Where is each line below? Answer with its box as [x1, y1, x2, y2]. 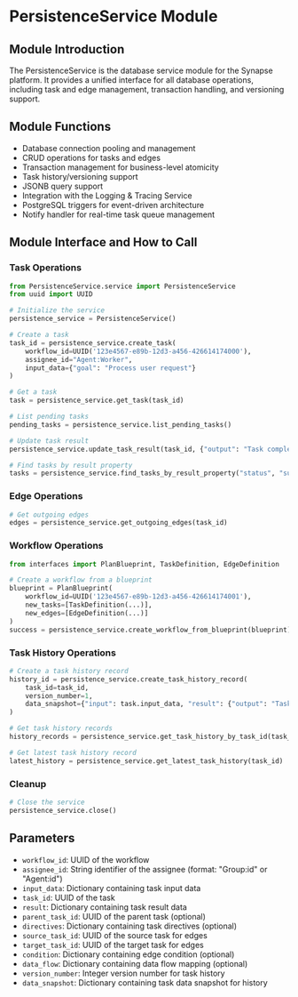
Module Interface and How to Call [9, 235, 198, 250]
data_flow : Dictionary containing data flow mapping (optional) [21, 958, 248, 969]
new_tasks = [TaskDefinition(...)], [25, 600, 153, 610]
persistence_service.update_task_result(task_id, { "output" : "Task [9, 445, 264, 454]
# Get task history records [9, 724, 114, 733]
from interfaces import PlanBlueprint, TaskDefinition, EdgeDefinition [9, 559, 279, 568]
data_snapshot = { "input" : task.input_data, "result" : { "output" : [25, 700, 268, 709]
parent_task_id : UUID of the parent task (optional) [21, 911, 207, 921]
